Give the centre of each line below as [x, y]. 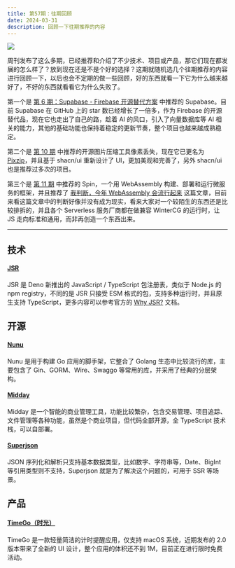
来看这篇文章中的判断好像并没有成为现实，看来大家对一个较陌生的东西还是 [114, 202]
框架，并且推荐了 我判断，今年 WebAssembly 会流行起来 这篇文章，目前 [123, 193]
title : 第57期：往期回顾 [40, 14]
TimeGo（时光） [31, 522]
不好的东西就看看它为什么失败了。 [74, 87]
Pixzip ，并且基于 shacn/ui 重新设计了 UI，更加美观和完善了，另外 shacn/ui [115, 160]
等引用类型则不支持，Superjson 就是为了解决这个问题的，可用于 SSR [106, 471]
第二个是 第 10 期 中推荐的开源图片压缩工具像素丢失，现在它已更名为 [106, 152]
